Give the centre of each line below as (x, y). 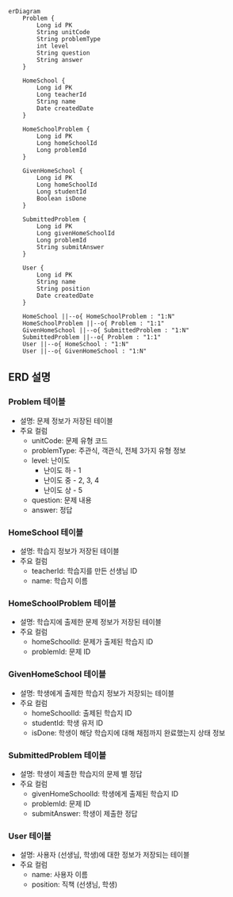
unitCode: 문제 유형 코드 (70, 441)
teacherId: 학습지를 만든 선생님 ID (84, 571)
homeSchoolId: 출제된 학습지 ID (82, 712)
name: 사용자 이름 (60, 875)
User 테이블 (30, 836)
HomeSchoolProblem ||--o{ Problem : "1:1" (94, 323)
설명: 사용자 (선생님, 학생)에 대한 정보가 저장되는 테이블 (105, 855)
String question (63, 53)
